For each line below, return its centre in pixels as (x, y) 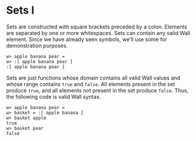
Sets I (20, 10)
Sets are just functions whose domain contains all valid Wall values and (93, 78)
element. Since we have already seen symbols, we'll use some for (87, 39)
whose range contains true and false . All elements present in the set (91, 84)
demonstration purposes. (37, 46)
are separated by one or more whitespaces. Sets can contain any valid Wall (98, 33)
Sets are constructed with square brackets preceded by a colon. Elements (97, 27)
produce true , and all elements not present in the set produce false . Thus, (97, 90)
